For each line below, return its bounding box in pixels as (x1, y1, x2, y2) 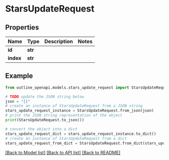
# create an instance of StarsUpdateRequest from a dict (5, 136, 127, 141)
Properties (5, 23, 39, 32)
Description (44, 38, 73, 45)
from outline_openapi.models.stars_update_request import (5, 85, 129, 90)
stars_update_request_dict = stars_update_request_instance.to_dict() (5, 131, 156, 136)
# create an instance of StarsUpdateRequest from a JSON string (5, 104, 143, 109)
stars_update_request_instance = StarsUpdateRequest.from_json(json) (5, 108, 154, 113)
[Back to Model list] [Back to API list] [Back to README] (5, 149, 121, 156)
